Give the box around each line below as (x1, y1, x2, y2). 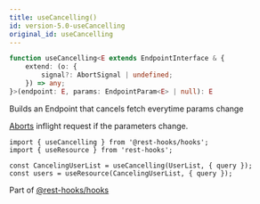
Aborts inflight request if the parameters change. (9, 120, 189, 131)
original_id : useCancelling (9, 29, 114, 38)
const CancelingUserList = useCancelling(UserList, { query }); (9, 161, 253, 170)
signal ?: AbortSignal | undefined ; (41, 70, 174, 80)
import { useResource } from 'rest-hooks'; (9, 145, 174, 154)
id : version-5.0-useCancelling (9, 21, 126, 30)
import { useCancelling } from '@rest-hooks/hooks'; (9, 137, 209, 147)
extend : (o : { (25, 62, 77, 71)
